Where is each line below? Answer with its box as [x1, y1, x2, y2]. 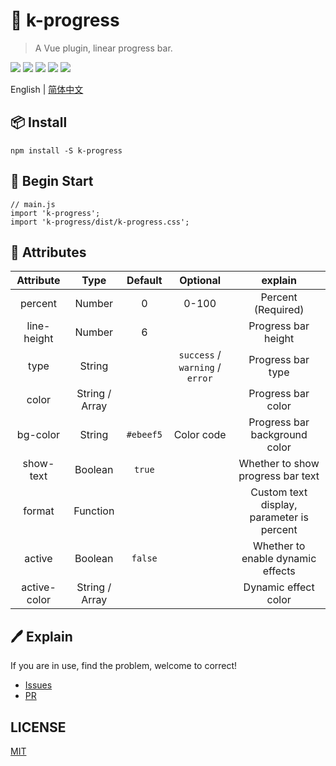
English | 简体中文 [10, 83, 84, 95]
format [23, 504, 55, 518]
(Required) [253, 303, 305, 317]
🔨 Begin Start [10, 173, 94, 190]
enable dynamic [241, 552, 317, 566]
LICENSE [10, 719, 67, 736]
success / [178, 348, 222, 362]
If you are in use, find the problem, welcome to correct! [10, 660, 238, 672]
